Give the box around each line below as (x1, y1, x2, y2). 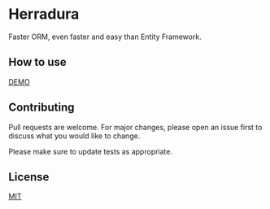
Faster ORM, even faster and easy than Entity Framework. (8, 32, 202, 41)
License (8, 170, 50, 184)
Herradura (8, 5, 80, 24)
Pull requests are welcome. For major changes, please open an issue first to (8, 122, 263, 132)
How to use (8, 55, 67, 69)
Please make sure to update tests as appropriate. (8, 146, 173, 156)
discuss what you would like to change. (8, 131, 141, 141)
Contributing (8, 101, 75, 115)
